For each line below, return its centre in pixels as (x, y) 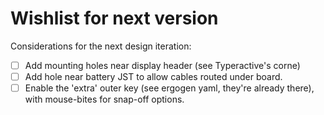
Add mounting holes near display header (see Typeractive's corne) (162, 65)
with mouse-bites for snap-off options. (104, 99)
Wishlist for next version (114, 18)
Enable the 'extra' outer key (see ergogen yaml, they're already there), (169, 88)
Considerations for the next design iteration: (101, 46)
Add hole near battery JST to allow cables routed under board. (153, 76)
